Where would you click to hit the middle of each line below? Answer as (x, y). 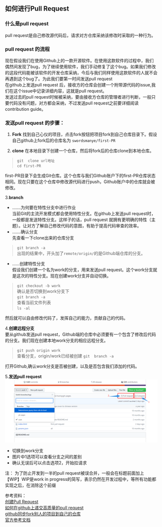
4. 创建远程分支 (20, 328)
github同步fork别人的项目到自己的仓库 (43, 514)
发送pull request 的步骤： (35, 123)
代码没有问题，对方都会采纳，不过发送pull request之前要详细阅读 (74, 103)
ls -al (23, 308)
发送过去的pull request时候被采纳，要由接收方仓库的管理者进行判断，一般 (78, 97)
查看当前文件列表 (34, 303)
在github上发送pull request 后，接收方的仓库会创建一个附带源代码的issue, (78, 85)
